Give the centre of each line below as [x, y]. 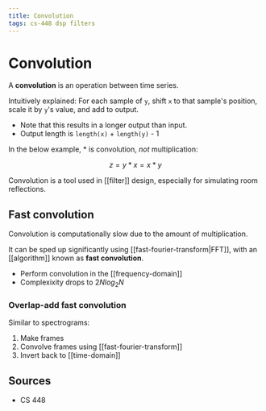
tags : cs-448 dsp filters [52, 23]
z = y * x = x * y [135, 165]
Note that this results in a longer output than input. [104, 125]
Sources [30, 381]
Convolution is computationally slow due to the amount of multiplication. [128, 234]
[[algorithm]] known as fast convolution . [76, 258]
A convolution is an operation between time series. [94, 85]
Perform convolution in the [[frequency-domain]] [101, 274]
